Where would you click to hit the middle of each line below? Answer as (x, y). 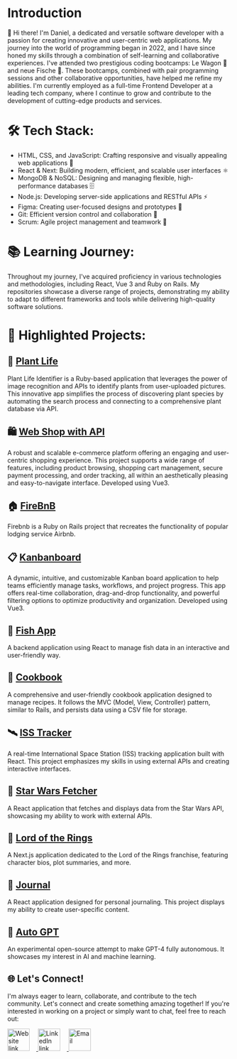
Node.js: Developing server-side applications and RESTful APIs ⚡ (112, 196)
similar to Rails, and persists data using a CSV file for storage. (98, 710)
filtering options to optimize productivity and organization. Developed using (118, 601)
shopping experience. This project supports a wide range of (117, 460)
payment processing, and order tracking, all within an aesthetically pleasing (118, 475)
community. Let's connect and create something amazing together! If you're (118, 1004)
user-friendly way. (34, 656)
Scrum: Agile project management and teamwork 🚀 (92, 222)
